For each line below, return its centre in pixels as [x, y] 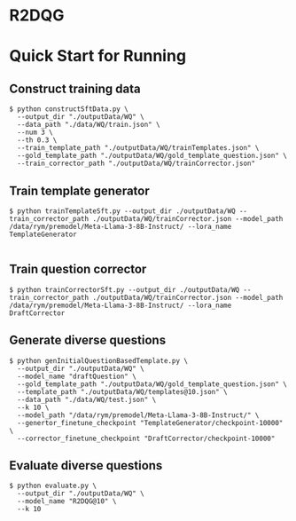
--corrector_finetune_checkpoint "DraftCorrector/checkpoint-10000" [146, 438]
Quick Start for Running [98, 56]
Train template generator [80, 190]
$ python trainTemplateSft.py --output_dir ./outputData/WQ [123, 211]
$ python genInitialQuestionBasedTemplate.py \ [99, 360]
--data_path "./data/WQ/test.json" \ [87, 399]
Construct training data [75, 88]
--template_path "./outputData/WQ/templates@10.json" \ [122, 391]
